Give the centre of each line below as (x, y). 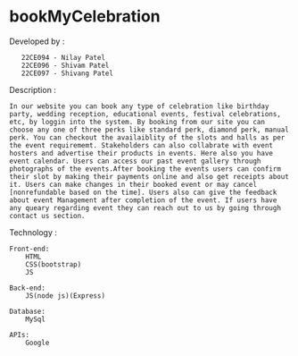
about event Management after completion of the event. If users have (143, 200)
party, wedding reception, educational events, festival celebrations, (145, 114)
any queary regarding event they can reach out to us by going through (145, 208)
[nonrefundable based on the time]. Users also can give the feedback (143, 192)
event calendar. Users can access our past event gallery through (135, 161)
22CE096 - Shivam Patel (65, 65)
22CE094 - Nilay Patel (63, 57)
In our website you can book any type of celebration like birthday (139, 106)
